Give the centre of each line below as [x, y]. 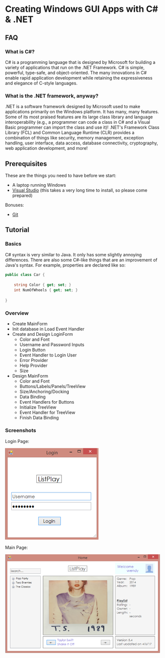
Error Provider [34, 360]
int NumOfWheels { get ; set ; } [46, 290]
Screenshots [21, 431]
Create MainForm [30, 324]
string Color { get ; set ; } [42, 285]
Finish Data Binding [39, 418]
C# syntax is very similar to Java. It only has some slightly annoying [73, 254]
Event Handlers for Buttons [47, 402]
